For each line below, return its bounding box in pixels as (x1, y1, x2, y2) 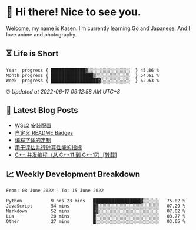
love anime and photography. (6, 31, 77, 38)
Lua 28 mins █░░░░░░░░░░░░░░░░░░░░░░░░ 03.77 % (6, 214, 185, 219)
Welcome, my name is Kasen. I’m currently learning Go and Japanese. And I (6, 25, 190, 32)
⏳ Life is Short (6, 49, 59, 59)
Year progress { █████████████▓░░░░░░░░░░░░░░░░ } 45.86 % (6, 67, 160, 73)
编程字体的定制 (14, 136, 51, 144)
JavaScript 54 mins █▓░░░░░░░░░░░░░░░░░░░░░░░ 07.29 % (6, 203, 185, 209)
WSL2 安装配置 (14, 122, 52, 129)
